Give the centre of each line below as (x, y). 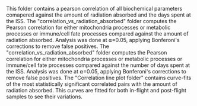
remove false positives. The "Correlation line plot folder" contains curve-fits (99, 78)
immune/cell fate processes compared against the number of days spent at (98, 65)
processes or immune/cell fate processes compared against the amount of (97, 34)
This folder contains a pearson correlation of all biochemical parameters (94, 9)
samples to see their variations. (45, 97)
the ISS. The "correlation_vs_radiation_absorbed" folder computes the (91, 21)
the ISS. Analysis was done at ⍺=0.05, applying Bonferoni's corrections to (96, 71)
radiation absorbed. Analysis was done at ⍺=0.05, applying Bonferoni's (93, 40)
